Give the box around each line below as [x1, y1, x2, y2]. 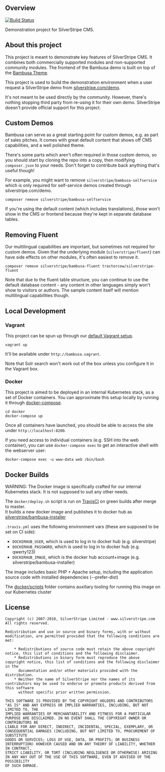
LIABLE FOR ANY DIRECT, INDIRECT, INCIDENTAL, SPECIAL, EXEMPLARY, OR [5, 724, 153, 729]
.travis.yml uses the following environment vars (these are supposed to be [5, 524, 159, 530]
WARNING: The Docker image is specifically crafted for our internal [5, 483, 141, 490]
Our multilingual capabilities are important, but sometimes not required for [5, 244, 155, 250]
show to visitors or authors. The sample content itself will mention [5, 287, 139, 293]
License [5, 603, 30, 612]
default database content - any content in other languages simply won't [5, 282, 151, 288]
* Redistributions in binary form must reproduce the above [14, 655, 140, 660]
